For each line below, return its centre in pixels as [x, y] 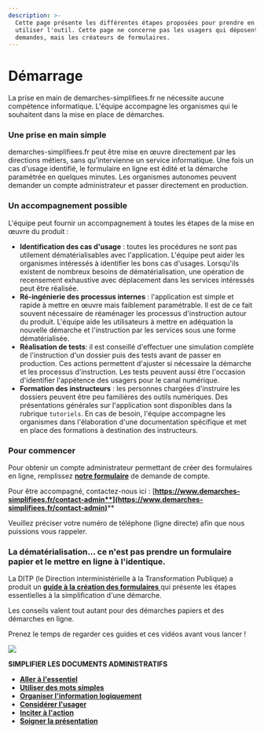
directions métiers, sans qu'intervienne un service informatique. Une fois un [131, 160]
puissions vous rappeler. [48, 532]
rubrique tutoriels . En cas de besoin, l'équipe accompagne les [123, 413]
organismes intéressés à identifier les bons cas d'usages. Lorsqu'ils [129, 263]
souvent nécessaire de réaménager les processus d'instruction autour [133, 313]
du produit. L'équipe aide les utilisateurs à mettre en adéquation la [126, 321]
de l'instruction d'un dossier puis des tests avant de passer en [120, 355]
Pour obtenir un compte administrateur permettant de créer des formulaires [130, 467]
